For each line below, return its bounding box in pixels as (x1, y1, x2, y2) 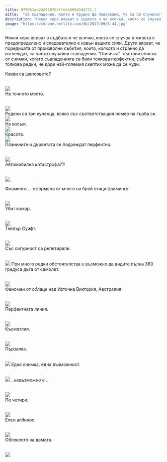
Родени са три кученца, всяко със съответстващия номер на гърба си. (5, 111, 157, 117)
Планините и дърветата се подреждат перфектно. (5, 141, 112, 147)
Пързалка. (5, 346, 27, 352)
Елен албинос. (5, 417, 36, 423)
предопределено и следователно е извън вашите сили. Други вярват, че (5, 40, 161, 46)
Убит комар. (5, 206, 31, 212)
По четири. (5, 397, 29, 403)
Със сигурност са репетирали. (5, 245, 71, 251)
